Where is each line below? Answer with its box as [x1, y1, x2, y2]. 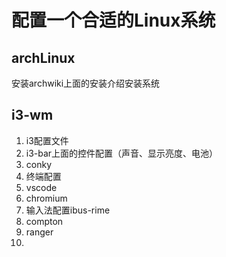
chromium [25, 192, 68, 204]
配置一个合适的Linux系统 [11, 9, 216, 32]
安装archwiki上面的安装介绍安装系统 [11, 77, 161, 89]
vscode [25, 181, 58, 193]
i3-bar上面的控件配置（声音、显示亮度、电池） [25, 147, 219, 159]
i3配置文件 [25, 134, 69, 146]
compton [25, 215, 64, 227]
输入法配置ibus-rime [25, 204, 111, 216]
